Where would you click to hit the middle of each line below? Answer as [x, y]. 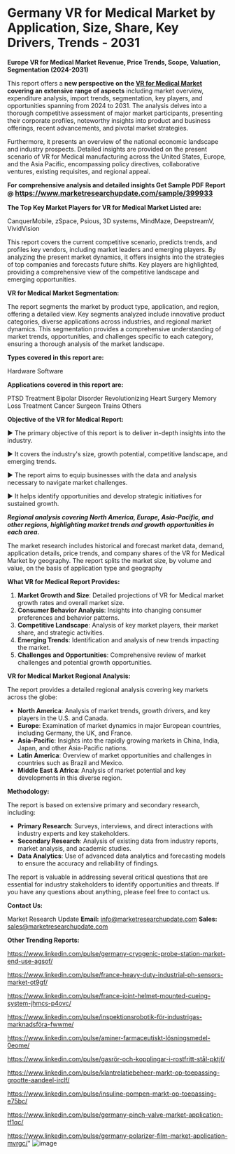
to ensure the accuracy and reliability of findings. [88, 863]
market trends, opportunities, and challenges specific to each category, [110, 336]
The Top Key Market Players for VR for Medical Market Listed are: [104, 207]
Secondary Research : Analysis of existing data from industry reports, [118, 841]
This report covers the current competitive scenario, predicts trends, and [112, 242]
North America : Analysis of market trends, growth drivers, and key [114, 710]
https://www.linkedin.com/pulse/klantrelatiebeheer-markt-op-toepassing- [114, 1073]
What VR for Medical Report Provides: [64, 581]
